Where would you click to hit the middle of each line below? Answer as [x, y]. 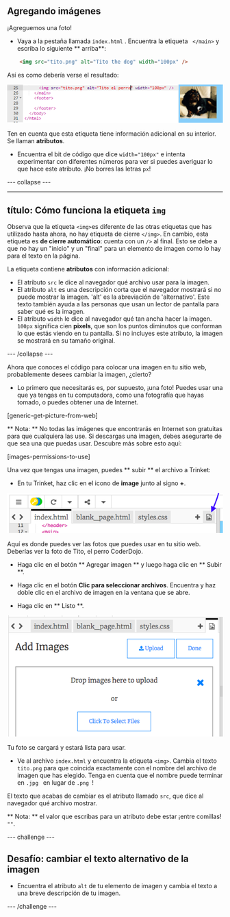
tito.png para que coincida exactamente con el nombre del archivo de [117, 768]
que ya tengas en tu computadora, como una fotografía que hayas [110, 395]
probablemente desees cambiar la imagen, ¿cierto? [79, 375]
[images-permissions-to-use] [49, 457]
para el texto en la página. [44, 256]
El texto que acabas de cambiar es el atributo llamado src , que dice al [105, 796]
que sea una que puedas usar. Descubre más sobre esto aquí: [94, 443]
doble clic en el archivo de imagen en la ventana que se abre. [103, 593]
